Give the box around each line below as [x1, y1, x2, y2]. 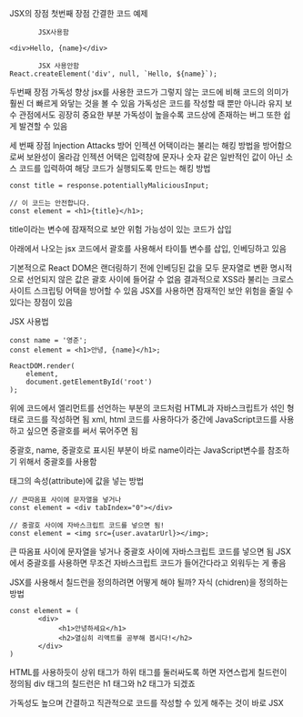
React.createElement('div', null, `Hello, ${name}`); [9, 69, 218, 78]
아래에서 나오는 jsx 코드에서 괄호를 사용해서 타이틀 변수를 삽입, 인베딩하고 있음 [9, 243, 287, 253]
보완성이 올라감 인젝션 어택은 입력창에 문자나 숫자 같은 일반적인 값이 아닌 [25, 151, 284, 162]
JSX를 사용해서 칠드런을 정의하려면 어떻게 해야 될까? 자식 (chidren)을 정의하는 [9, 577, 288, 588]
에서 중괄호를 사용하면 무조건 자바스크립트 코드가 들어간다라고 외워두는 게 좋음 [9, 558, 287, 568]
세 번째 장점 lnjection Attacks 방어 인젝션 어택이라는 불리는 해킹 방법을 [9, 140, 261, 150]
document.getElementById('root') [25, 377, 153, 386]
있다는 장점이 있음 [9, 297, 73, 307]
